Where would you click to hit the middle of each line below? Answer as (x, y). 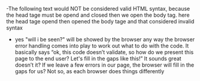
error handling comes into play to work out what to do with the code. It (102, 46)
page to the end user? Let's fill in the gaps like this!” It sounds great (98, 58)
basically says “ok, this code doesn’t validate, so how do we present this (104, 52)
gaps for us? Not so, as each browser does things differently (90, 71)
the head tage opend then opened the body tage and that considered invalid (100, 21)
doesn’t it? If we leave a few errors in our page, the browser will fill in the (104, 65)
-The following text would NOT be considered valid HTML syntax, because (98, 9)
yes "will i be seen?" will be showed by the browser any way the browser (105, 39)
